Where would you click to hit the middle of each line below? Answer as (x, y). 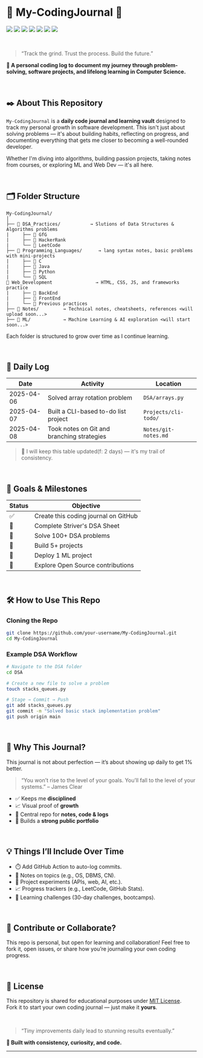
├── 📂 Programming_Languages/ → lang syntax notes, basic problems (100, 250)
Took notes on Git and (79, 429)
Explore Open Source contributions (84, 565)
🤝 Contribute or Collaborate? (61, 928)
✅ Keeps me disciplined (45, 798)
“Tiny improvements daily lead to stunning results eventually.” (98, 1031)
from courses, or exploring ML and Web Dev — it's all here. (80, 165)
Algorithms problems (32, 229)
